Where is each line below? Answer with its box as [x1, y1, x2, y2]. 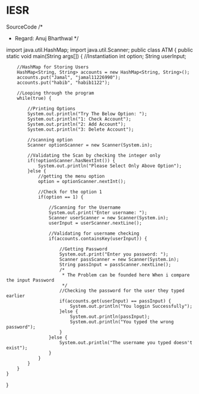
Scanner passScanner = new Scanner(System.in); [59, 256, 179, 262]
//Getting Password [59, 246, 108, 252]
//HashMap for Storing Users [17, 64, 89, 70]
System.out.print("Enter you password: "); [59, 251, 169, 257]
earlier [6, 292, 26, 299]
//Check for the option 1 [37, 188, 102, 195]
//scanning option [27, 137, 73, 143]
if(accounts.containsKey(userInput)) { [48, 235, 147, 241]
